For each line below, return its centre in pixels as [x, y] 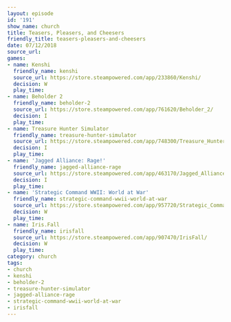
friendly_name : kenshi [46, 71]
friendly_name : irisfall [49, 231]
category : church [32, 257]
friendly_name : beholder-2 [52, 103]
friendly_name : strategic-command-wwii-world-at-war [90, 199]
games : [16, 58]
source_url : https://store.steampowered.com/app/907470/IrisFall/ [110, 237]
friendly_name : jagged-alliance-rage [67, 167]
